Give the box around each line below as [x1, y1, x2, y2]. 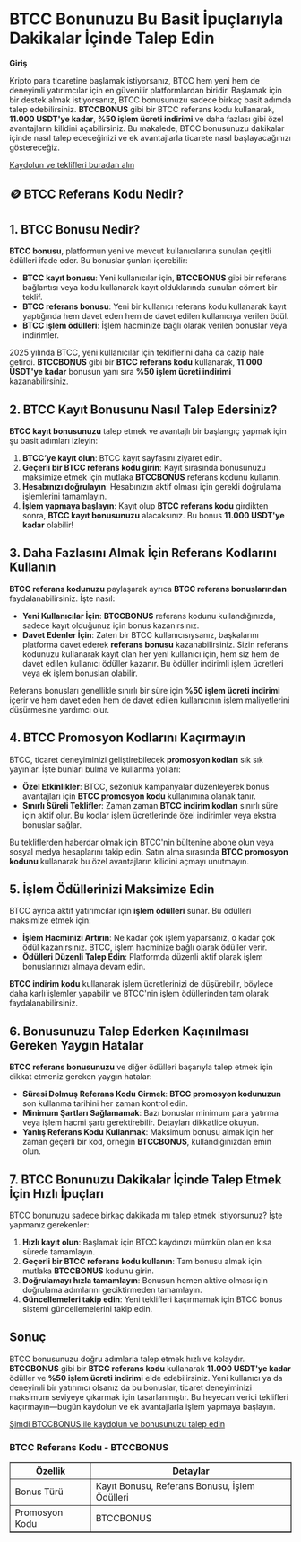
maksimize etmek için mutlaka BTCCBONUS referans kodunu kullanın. [21, 472, 281, 483]
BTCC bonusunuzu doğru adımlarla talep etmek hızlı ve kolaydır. [9, 1353, 245, 1364]
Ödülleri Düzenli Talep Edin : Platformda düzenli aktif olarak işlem [21, 952, 263, 962]
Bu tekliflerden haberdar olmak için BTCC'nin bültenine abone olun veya [9, 837, 275, 847]
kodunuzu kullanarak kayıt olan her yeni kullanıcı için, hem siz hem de [21, 648, 279, 660]
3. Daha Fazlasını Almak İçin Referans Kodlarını [9, 545, 278, 561]
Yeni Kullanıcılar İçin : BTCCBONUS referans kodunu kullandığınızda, [21, 610, 276, 621]
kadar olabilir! [21, 519, 74, 530]
